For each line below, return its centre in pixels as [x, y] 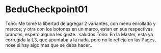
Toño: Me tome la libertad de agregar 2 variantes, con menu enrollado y [81, 23]
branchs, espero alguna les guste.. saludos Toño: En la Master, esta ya [79, 34]
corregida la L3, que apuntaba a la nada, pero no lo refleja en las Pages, [81, 40]
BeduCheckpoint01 [47, 9]
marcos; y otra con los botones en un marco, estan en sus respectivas [79, 29]
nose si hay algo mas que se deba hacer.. [49, 45]
